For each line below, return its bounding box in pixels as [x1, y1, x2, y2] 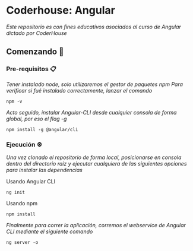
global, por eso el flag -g [6, 115, 67, 122]
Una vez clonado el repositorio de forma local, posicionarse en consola [6, 154, 182, 161]
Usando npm [6, 199, 37, 206]
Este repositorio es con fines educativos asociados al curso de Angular [6, 23, 181, 30]
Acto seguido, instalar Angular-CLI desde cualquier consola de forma [6, 109, 177, 116]
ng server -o [6, 239, 39, 245]
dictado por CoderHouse [6, 29, 67, 36]
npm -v [6, 99, 23, 104]
